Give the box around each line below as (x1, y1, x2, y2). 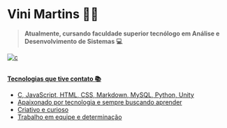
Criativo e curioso (17, 105, 68, 113)
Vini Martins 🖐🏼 (7, 6, 99, 22)
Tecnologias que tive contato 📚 (7, 74, 101, 83)
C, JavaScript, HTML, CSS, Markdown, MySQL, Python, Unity (17, 90, 194, 99)
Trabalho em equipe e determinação (17, 113, 122, 121)
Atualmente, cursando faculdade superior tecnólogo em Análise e (24, 29, 220, 38)
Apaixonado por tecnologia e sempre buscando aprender (17, 97, 183, 106)
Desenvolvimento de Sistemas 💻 (24, 37, 123, 45)
